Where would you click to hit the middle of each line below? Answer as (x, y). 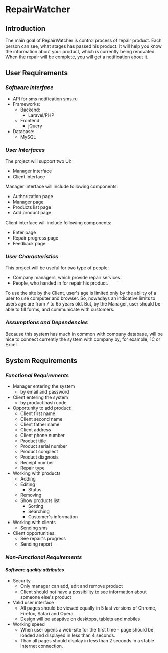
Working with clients (34, 523)
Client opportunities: (34, 533)
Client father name (40, 425)
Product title (33, 441)
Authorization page (33, 196)
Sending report (36, 544)
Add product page (32, 212)
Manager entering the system (44, 386)
